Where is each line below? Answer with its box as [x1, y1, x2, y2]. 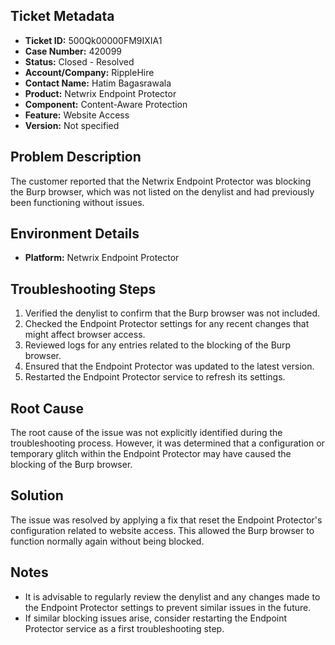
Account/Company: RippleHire [24, 66, 155, 78]
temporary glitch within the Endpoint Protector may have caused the [10, 448, 292, 460]
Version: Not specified [24, 119, 120, 131]
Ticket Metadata [10, 8, 115, 25]
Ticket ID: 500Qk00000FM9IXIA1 [24, 34, 163, 46]
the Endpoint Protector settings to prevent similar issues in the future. [24, 601, 312, 613]
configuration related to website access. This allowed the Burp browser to [10, 524, 315, 536]
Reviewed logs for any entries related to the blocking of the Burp [24, 339, 292, 351]
